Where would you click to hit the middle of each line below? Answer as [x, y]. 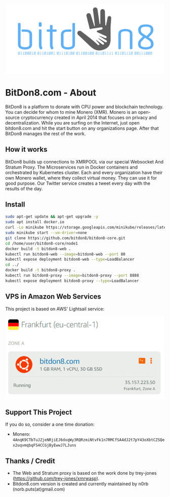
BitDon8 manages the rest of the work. [46, 134]
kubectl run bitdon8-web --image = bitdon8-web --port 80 [65, 254]
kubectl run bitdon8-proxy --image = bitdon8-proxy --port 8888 [72, 276]
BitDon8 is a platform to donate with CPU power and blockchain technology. [84, 107]
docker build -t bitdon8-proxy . [40, 270]
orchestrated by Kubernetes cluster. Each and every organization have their [84, 172]
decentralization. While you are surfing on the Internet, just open [73, 122]
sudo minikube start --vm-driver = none [46, 233]
